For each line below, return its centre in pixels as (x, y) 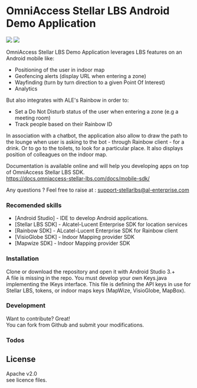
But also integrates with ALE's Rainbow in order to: (68, 100)
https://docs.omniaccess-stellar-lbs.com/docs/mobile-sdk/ (78, 178)
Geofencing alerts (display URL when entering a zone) (80, 76)
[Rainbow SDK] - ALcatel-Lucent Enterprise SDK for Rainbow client (96, 231)
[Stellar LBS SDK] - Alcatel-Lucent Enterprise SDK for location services (101, 224)
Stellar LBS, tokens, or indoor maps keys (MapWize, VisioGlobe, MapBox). (96, 290)
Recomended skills (34, 205)
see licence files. (27, 380)
